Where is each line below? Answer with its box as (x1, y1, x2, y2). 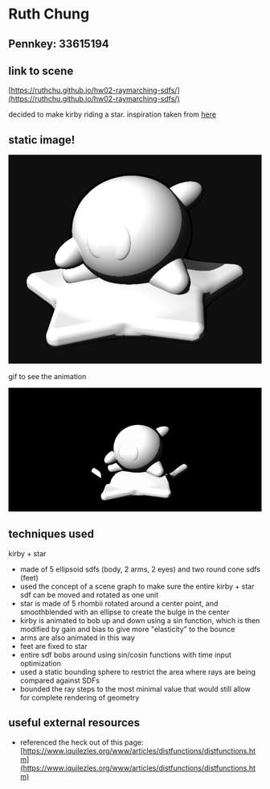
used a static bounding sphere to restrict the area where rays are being (19, 667, 256, 676)
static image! (8, 133, 76, 147)
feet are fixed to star (19, 641, 88, 651)
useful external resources (8, 716, 141, 729)
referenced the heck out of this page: (19, 737, 144, 747)
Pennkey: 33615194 (8, 37, 110, 51)
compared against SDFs (19, 675, 100, 685)
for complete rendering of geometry (19, 692, 140, 702)
